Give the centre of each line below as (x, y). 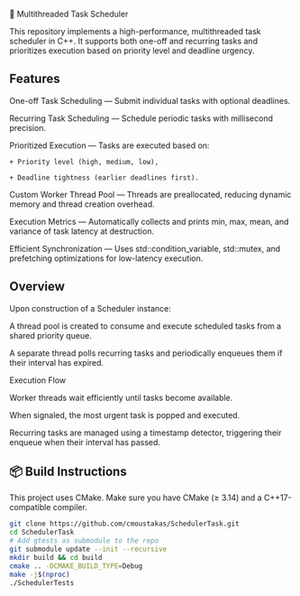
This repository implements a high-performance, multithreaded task (135, 31)
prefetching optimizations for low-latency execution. (106, 258)
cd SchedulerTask (42, 533)
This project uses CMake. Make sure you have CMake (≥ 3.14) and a (136, 498)
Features (35, 79)
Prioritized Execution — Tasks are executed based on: (109, 145)
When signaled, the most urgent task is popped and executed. (125, 414)
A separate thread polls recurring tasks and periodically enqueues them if (146, 353)
